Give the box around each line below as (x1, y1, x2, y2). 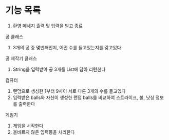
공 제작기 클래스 (5, 55, 37, 62)
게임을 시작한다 (12, 123, 44, 129)
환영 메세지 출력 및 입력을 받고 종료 (12, 23, 83, 29)
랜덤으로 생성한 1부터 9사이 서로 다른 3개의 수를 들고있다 (12, 88, 126, 94)
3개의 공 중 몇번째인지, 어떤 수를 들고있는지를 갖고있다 (12, 44, 122, 50)
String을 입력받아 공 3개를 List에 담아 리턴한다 (12, 66, 106, 72)
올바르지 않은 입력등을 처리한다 (12, 129, 75, 135)
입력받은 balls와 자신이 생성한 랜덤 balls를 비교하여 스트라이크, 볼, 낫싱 (12, 94, 155, 101)
